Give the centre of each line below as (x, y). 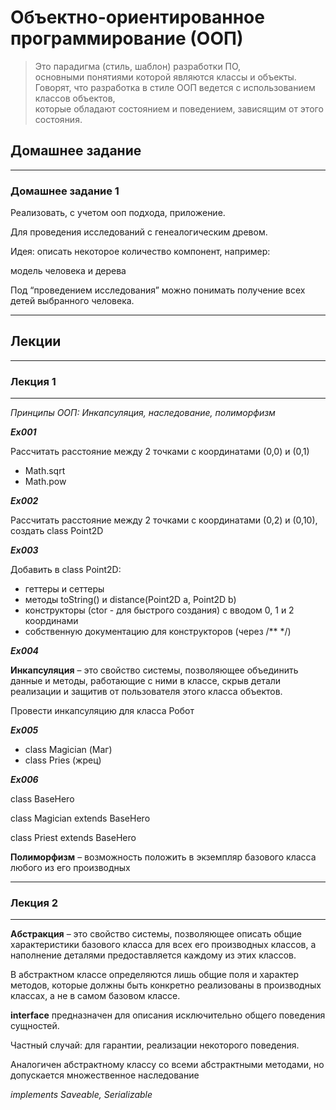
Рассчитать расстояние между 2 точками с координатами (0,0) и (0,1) (160, 452)
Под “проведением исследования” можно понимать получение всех (158, 290)
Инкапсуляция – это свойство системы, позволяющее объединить (154, 670)
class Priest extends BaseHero (73, 838)
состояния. (58, 119)
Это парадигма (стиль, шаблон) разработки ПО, (138, 66)
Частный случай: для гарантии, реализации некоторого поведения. (155, 1045)
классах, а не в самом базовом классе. (95, 996)
